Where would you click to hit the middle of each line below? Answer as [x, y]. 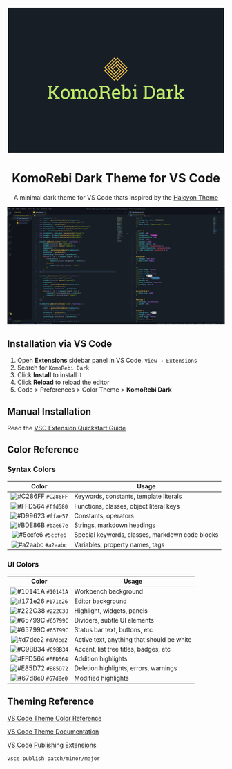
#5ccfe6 [56, 535]
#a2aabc [56, 545]
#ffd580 [57, 506]
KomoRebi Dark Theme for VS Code [116, 178]
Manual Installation [49, 411]
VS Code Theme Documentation [53, 731]
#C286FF [57, 497]
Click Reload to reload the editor [63, 382]
